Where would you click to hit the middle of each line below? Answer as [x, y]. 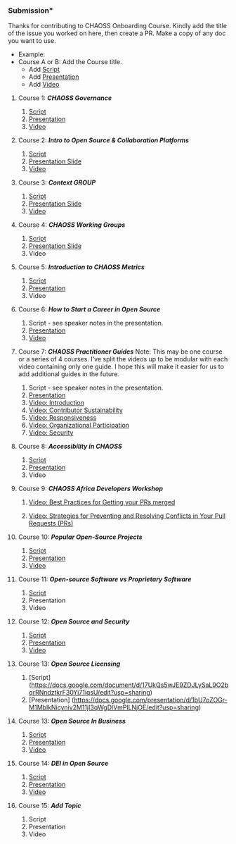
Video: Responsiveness [63, 418]
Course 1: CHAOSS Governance [65, 98]
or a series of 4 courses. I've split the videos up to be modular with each [123, 359]
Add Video [44, 85]
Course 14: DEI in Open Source [63, 764]
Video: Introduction [57, 403]
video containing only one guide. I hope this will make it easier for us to [121, 367]
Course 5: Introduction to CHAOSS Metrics [81, 267]
